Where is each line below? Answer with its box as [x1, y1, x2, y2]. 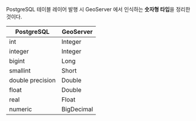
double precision [9, 77, 56, 84]
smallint [9, 66, 31, 75]
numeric [9, 105, 33, 113]
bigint [9, 57, 25, 65]
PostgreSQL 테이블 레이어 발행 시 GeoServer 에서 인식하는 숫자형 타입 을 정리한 [6, 6, 191, 12]
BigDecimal [61, 105, 94, 113]
